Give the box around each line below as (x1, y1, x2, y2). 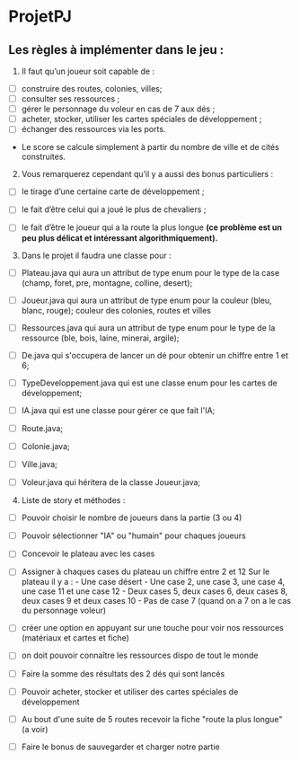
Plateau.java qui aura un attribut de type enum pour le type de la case (21, 267, 280, 278)
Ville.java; (21, 459, 57, 469)
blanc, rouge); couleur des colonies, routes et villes (21, 305, 212, 315)
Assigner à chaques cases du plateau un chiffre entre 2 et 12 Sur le (21, 566, 270, 577)
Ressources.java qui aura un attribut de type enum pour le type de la (21, 322, 276, 333)
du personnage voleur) (21, 605, 107, 616)
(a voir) (21, 723, 49, 734)
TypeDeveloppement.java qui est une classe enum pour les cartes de (21, 377, 278, 388)
